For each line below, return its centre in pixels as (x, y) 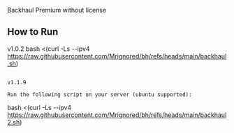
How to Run (33, 32)
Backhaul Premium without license (57, 10)
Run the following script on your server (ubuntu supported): (100, 94)
